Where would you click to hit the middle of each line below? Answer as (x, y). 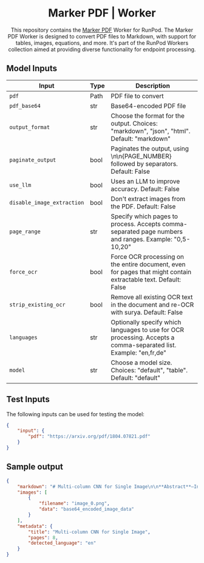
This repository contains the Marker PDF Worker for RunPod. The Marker (102, 30)
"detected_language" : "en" (62, 543)
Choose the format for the (148, 116)
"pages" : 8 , (43, 537)
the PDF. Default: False (143, 206)
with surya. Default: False (147, 312)
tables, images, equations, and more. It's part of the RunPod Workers (102, 43)
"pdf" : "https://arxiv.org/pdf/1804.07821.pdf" (89, 437)
